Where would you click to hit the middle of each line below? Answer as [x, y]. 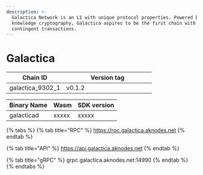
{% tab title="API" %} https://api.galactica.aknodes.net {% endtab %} [93, 148]
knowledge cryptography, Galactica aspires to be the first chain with [104, 23]
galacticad [24, 115]
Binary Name [28, 105]
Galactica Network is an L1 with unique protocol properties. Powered [102, 17]
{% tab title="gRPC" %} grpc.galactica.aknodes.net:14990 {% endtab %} [97, 160]
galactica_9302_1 [35, 88]
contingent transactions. [44, 29]
